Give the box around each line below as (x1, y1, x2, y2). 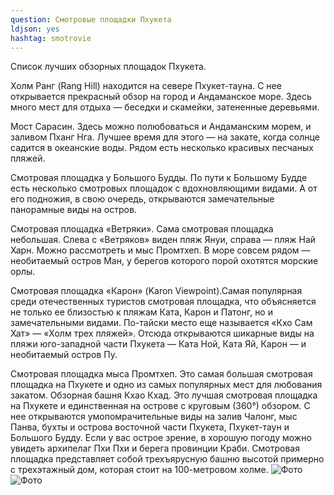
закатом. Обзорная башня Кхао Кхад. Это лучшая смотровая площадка (10, 389, 318, 401)
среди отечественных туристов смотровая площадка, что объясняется (10, 296, 317, 308)
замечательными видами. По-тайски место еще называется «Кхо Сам (10, 317, 313, 329)
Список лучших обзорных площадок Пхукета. (10, 61, 207, 73)
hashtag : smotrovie (10, 33, 92, 43)
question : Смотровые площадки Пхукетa (10, 14, 172, 25)
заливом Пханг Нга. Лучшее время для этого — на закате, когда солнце (10, 131, 320, 143)
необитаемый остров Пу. (10, 349, 118, 361)
